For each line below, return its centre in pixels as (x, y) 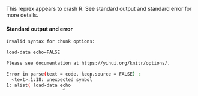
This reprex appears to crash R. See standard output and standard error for (99, 9)
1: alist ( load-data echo (38, 85)
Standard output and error (40, 29)
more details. (22, 15)
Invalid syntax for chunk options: (51, 41)
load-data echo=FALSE (33, 52)
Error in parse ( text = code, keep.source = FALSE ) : (73, 74)
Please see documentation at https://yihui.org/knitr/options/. (88, 63)
